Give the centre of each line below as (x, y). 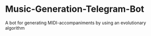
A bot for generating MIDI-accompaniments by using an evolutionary (75, 23)
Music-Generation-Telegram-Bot (75, 9)
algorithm (15, 28)
